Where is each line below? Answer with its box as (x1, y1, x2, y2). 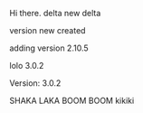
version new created (9, 25, 86, 35)
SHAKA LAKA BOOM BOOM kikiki (9, 95, 135, 106)
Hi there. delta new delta (9, 8, 101, 18)
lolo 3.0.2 (9, 61, 44, 71)
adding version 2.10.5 (9, 42, 89, 53)
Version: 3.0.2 (9, 78, 62, 89)
